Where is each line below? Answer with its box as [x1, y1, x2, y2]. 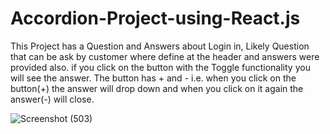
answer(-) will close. [10, 93, 95, 105]
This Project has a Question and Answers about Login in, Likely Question [10, 40, 310, 52]
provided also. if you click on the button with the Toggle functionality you [10, 61, 311, 73]
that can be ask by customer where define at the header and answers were [10, 50, 320, 62]
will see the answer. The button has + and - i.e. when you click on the [10, 72, 297, 84]
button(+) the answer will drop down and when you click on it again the [10, 82, 304, 94]
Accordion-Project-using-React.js [10, 7, 301, 30]
